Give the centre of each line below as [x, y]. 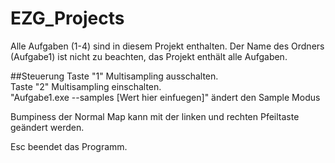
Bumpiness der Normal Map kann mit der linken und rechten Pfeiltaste [155, 116]
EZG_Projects [67, 18]
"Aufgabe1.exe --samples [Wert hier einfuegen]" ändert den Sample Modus [165, 97]
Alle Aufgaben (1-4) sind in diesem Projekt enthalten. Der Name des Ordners [167, 46]
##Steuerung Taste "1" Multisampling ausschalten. [114, 76]
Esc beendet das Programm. [69, 146]
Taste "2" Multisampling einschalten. [86, 86]
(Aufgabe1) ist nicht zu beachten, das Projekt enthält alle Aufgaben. [149, 56]
